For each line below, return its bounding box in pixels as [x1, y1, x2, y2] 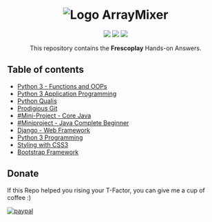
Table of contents [7, 64, 84, 76]
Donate [7, 168, 39, 179]
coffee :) [7, 193, 32, 201]
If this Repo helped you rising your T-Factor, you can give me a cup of [7, 186, 205, 195]
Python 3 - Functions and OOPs [17, 82, 107, 90]
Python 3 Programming [17, 133, 83, 142]
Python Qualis [17, 96, 57, 105]
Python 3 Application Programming [17, 89, 117, 98]
